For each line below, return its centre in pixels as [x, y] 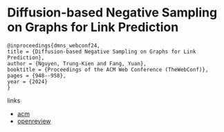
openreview [34, 121]
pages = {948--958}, [37, 76]
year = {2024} [28, 81]
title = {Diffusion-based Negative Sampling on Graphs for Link [102, 52]
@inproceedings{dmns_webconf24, [54, 45]
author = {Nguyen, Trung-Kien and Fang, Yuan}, [77, 63]
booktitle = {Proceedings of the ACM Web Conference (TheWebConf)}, [108, 69]
